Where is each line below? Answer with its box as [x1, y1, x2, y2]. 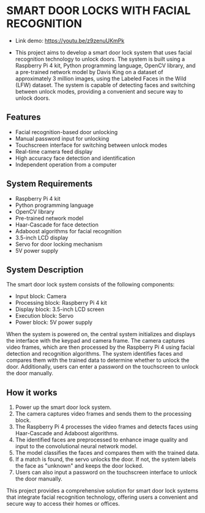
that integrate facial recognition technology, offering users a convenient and [6, 493, 198, 501]
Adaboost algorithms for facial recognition [15, 227, 122, 234]
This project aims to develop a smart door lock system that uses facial [15, 48, 192, 56]
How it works [6, 387, 58, 398]
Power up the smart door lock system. [15, 403, 112, 411]
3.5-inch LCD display [15, 234, 69, 241]
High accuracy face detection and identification [15, 154, 136, 162]
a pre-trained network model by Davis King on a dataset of [15, 68, 163, 75]
